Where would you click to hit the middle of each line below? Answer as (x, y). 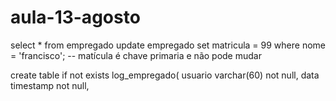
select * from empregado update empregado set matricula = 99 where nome (168, 45)
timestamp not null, (50, 85)
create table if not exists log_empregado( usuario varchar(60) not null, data (165, 75)
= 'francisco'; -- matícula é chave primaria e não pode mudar (136, 55)
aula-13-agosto (75, 17)
